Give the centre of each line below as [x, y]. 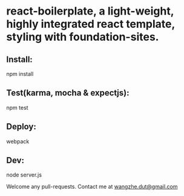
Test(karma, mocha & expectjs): [68, 93]
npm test [17, 107]
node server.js [24, 175]
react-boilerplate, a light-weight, [90, 11]
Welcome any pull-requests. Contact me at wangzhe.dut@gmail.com [92, 187]
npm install [20, 74]
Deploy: [21, 127]
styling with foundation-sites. [83, 37]
